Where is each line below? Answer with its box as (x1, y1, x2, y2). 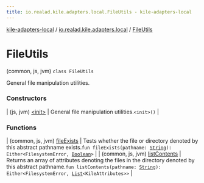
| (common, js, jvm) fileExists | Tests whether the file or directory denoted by (6, 137, 199, 145)
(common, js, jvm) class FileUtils (6, 67, 94, 74)
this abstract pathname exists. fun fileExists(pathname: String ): (6, 144, 172, 151)
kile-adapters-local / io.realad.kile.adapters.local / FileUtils (6, 26, 153, 33)
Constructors (6, 94, 47, 102)
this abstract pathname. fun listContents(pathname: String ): (6, 163, 161, 171)
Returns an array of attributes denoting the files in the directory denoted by (6, 157, 195, 164)
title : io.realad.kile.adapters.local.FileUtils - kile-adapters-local (6, 9, 192, 15)
